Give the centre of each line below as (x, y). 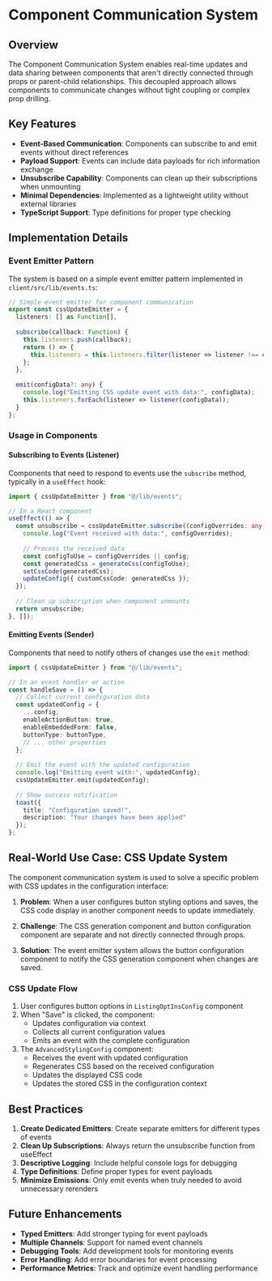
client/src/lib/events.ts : (53, 287)
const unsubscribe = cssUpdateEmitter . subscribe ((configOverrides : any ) (141, 526)
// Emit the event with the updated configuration (103, 765)
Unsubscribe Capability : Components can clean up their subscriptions (138, 178)
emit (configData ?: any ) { (59, 385)
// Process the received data (74, 548)
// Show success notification (66, 795)
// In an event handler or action (67, 682)
